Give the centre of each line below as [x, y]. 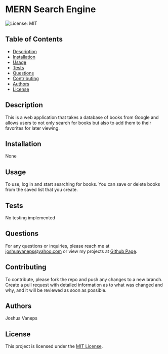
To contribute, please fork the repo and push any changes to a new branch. [84, 279]
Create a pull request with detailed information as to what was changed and [84, 285]
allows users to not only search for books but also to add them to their [78, 123]
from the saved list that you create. [42, 190]
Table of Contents [34, 39]
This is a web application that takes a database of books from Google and [82, 117]
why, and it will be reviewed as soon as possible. [56, 290]
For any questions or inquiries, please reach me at [57, 246]
